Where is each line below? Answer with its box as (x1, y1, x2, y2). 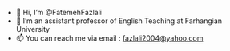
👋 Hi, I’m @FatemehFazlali (15, 8, 103, 17)
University (15, 25, 50, 33)
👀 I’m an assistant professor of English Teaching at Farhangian (15, 16, 223, 25)
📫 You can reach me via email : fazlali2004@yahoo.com (15, 33, 204, 43)
